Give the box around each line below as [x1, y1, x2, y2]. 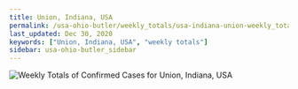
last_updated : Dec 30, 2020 [9, 29, 114, 38]
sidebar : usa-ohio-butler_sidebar [9, 46, 137, 55]
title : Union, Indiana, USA [9, 12, 114, 22]
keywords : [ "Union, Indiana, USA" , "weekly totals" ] [9, 37, 208, 47]
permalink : [9, 21, 50, 30]
